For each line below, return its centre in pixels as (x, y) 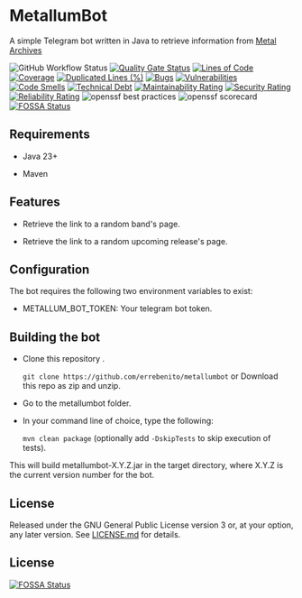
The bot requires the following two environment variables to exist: (131, 291)
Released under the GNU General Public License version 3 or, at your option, (151, 525)
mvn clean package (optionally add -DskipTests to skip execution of (146, 438)
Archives (26, 50)
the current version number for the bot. (82, 475)
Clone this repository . (64, 359)
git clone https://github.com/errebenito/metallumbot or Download (150, 376)
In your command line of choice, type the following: (118, 421)
